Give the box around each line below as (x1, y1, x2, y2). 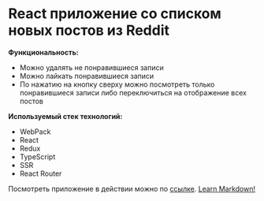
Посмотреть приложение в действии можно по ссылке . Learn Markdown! (8, 184, 256, 193)
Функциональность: (8, 47, 79, 57)
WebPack (19, 127, 51, 136)
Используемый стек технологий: (8, 111, 123, 121)
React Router (19, 169, 62, 178)
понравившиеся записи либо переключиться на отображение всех (19, 87, 247, 97)
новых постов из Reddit (8, 21, 170, 39)
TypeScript (19, 151, 56, 162)
